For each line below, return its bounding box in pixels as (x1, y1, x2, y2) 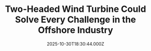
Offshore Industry (38, 25, 113, 36)
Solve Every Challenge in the (15, 14, 136, 25)
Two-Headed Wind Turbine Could (4, 3, 147, 15)
